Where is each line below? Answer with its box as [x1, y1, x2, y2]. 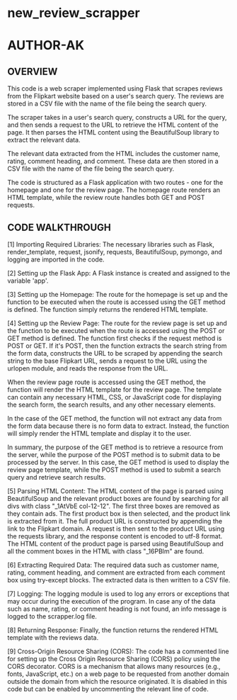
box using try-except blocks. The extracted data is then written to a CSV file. [7, 576, 231, 584]
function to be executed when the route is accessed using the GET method [7, 298, 226, 306]
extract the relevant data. [7, 136, 81, 145]
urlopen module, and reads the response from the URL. [7, 364, 168, 373]
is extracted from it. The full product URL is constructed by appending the [7, 517, 223, 525]
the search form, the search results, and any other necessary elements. [7, 400, 216, 409]
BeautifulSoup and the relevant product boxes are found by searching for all [7, 495, 229, 502]
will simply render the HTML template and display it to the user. [7, 429, 192, 437]
